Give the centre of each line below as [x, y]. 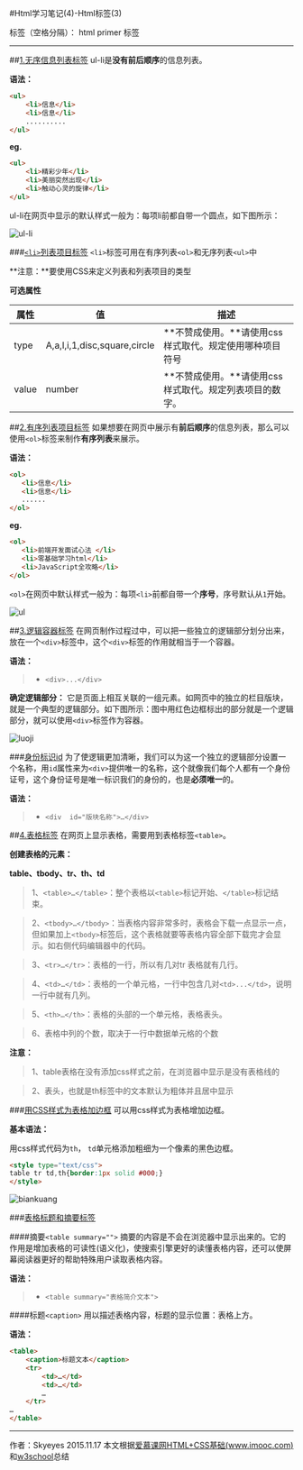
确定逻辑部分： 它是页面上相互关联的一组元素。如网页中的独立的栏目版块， [149, 698]
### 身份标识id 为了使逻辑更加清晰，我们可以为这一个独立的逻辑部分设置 [144, 756]
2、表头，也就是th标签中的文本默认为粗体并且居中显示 [133, 1091]
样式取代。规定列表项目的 [218, 389]
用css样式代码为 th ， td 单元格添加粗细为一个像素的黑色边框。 [124, 1148]
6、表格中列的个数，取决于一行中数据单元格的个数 [125, 1033]
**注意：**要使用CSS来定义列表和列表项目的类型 [101, 271]
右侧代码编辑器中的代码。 [103, 945]
